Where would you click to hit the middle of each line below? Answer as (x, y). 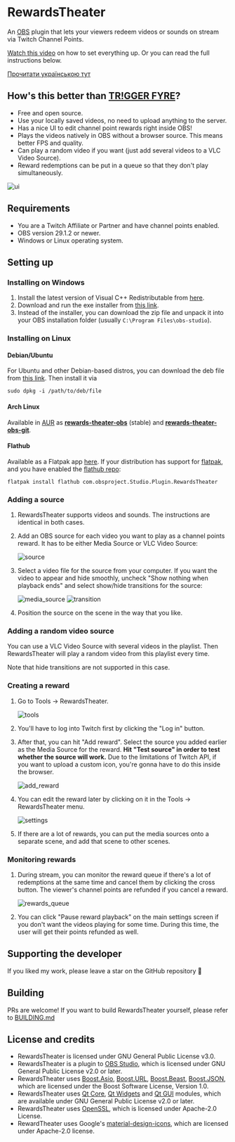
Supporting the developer (65, 954)
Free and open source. (50, 113)
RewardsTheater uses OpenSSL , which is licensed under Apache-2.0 (117, 1109)
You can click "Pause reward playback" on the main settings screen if (118, 917)
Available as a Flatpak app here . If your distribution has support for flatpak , (115, 461)
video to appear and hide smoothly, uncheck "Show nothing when (113, 578)
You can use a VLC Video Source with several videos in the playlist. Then (113, 646)
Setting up (31, 262)
